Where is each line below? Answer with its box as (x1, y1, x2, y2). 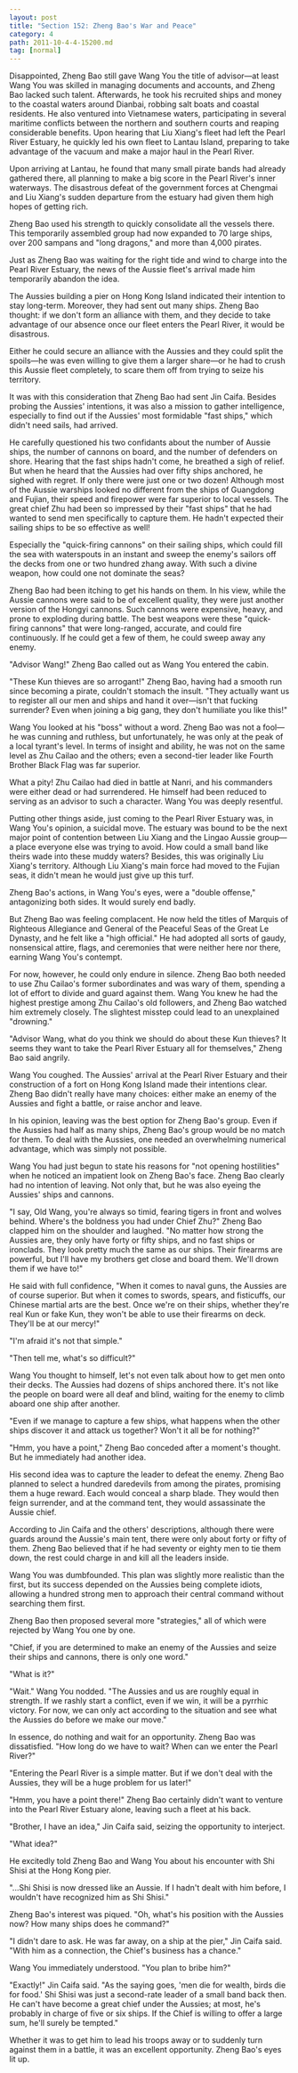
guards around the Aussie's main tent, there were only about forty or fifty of (9, 1534, 287, 1544)
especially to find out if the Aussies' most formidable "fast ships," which (9, 410, 273, 421)
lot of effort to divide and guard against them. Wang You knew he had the (9, 988, 278, 999)
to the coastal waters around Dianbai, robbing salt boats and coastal (9, 99, 260, 109)
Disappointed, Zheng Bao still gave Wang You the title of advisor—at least (9, 70, 279, 81)
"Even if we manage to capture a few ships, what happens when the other (9, 1416, 280, 1427)
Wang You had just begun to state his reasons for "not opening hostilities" (9, 1161, 280, 1171)
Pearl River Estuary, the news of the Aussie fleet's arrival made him (9, 264, 255, 275)
